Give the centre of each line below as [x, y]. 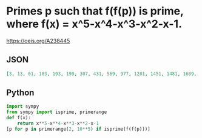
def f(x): [19, 118]
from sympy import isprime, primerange [57, 112]
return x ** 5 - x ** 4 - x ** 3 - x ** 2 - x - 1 [58, 123]
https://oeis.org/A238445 [38, 41]
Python [20, 93]
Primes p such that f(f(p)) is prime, [95, 11]
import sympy [23, 107]
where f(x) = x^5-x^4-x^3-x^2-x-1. [94, 24]
